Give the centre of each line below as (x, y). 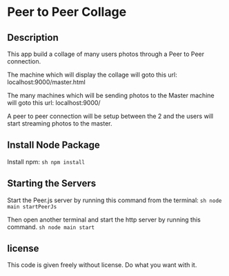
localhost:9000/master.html (47, 82)
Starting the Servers (52, 184)
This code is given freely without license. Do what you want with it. (102, 265)
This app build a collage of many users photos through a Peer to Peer (106, 54)
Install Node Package (53, 145)
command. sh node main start (51, 227)
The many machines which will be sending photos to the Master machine (111, 95)
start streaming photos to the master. (60, 124)
